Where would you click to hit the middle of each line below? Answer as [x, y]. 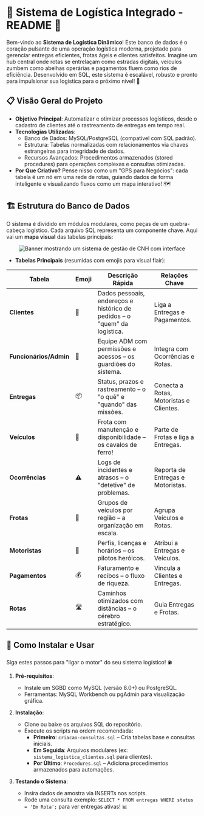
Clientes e [168, 575]
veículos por [115, 510]
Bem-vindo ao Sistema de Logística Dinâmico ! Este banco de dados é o [97, 42]
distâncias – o [117, 608]
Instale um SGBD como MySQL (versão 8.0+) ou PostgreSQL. [101, 688]
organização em [121, 525]
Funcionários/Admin [39, 356]
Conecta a [169, 385]
